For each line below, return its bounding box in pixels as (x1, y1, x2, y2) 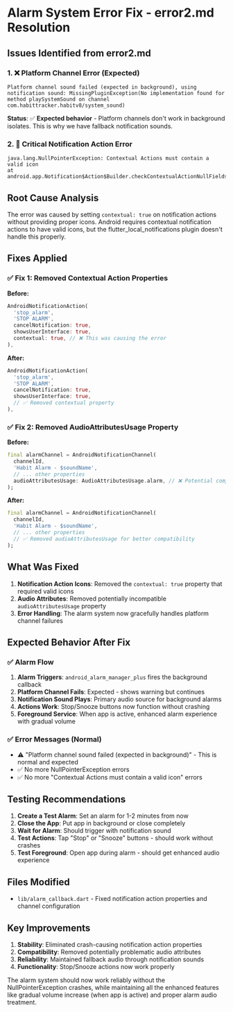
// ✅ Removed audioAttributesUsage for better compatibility (13, 535, 196, 542)
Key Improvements (7, 922, 91, 934)
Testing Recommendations (7, 793, 126, 805)
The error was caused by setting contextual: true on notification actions (7, 210, 217, 218)
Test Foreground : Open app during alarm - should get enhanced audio (17, 848, 220, 857)
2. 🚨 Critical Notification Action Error (7, 139, 133, 148)
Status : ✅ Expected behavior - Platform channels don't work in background (7, 114, 225, 122)
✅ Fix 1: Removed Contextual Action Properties (7, 273, 169, 283)
